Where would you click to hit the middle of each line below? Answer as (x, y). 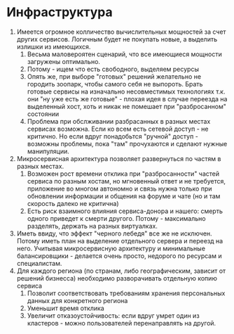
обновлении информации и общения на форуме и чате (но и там (124, 196)
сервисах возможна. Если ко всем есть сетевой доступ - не (118, 129)
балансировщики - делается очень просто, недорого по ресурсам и (119, 256)
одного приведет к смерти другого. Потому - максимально (116, 218)
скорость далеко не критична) (73, 203)
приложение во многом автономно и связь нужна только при (119, 188)
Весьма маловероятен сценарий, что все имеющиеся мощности (124, 54)
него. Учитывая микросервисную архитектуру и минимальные (111, 248)
